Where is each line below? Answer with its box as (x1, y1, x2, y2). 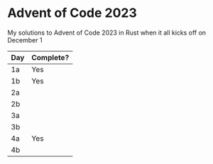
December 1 (7, 35, 43, 44)
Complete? (31, 52, 70, 62)
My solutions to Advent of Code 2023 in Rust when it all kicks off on (7, 28, 207, 37)
